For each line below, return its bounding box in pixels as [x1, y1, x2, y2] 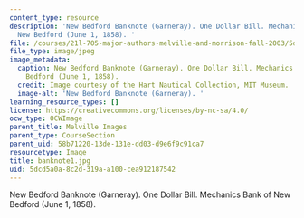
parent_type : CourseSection [9, 131, 116, 140]
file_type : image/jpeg [9, 47, 95, 56]
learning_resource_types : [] [9, 97, 119, 107]
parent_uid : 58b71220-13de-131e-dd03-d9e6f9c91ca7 [9, 139, 204, 148]
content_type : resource [9, 13, 100, 23]
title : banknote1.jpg [9, 156, 91, 166]
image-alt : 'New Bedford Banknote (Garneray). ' [17, 89, 204, 98]
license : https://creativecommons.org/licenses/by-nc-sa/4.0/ [9, 106, 249, 115]
